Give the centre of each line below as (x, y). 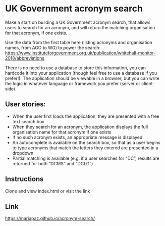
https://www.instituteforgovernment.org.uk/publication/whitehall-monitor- (81, 53)
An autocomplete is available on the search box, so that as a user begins (86, 142)
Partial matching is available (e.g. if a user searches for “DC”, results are (86, 158)
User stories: (26, 104)
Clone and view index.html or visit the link (48, 191)
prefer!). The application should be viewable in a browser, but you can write (82, 78)
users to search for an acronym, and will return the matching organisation (80, 27)
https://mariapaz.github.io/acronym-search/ (50, 219)
